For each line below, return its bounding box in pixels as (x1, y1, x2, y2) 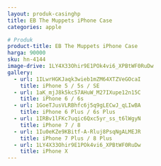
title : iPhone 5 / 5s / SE (20, 82, 100, 89)
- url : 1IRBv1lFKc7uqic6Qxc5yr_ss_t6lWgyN (13, 115, 141, 122)
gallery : (7, 69, 33, 76)
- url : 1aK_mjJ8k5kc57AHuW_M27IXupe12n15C (13, 89, 141, 96)
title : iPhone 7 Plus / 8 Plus (20, 135, 113, 142)
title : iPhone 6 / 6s (20, 95, 84, 102)
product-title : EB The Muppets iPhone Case (7, 43, 138, 50)
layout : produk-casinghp (7, 10, 81, 18)
